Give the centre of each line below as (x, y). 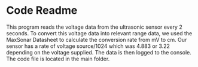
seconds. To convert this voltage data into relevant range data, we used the (99, 33)
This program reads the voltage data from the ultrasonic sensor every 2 (94, 27)
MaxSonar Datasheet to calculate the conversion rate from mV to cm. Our (97, 39)
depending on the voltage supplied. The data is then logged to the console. (99, 52)
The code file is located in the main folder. (58, 59)
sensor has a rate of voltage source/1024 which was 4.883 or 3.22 (88, 46)
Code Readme (42, 10)
